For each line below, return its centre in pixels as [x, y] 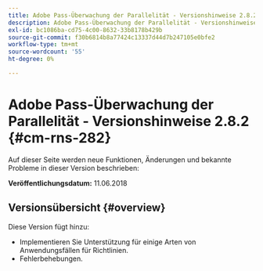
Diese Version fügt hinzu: [49, 226]
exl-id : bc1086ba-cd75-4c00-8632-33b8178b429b [85, 30]
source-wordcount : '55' [47, 52]
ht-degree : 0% [31, 60]
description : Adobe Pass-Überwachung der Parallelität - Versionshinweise [133, 23]
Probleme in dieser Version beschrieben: [74, 168]
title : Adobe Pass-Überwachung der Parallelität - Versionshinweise [122, 15]
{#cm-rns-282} [60, 138]
